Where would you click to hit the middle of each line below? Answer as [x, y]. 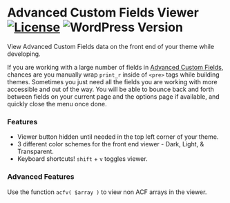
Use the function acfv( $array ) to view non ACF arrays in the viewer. [107, 192]
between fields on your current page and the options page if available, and [113, 96]
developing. [24, 54]
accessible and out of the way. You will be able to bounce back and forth [111, 89]
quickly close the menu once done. [57, 104]
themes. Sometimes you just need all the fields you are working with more [112, 81]
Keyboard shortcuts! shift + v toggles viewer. [82, 159]
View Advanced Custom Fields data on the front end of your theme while [111, 46]
